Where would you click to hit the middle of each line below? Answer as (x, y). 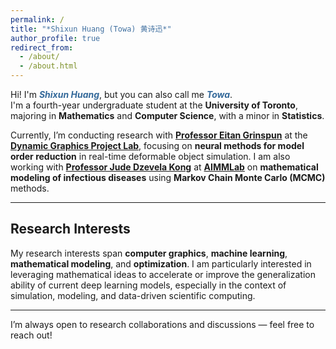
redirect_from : (42, 47)
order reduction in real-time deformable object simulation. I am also (150, 156)
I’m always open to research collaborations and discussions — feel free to (162, 324)
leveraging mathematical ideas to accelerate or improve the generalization (163, 274)
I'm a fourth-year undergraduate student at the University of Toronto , (154, 105)
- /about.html (48, 66)
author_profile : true (55, 38)
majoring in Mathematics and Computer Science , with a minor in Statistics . (167, 115)
